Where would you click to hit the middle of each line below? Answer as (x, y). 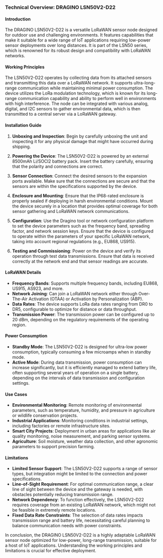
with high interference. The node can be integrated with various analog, (77, 103)
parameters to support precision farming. (53, 447)
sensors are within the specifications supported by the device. (75, 186)
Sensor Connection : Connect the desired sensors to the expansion (80, 176)
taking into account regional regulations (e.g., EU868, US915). (74, 241)
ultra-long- (145, 83)
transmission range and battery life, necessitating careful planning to (81, 520)
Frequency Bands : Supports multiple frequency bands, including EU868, (85, 283)
